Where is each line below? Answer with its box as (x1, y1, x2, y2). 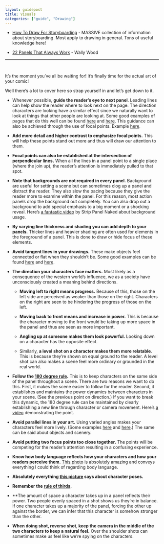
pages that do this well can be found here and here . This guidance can (12, 118, 155, 124)
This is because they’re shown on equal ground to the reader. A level (19, 354, 158, 359)
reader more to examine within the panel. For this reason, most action (12, 193, 152, 199)
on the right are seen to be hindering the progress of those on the (19, 299, 152, 305)
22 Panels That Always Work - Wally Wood (12, 49, 99, 55)
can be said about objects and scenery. (12, 429, 92, 436)
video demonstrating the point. (12, 410, 74, 416)
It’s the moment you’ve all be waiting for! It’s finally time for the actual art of (5, 73, 157, 79)
